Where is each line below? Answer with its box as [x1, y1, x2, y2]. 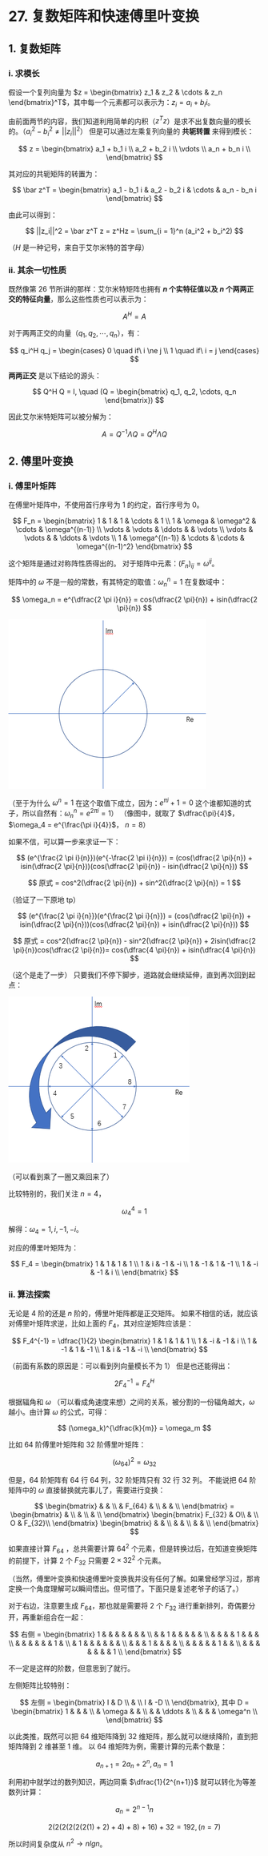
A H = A [122, 310, 146, 321]
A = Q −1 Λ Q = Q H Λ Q [101, 428, 168, 439]
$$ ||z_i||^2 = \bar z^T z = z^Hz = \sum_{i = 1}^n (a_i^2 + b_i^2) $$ [25, 226, 244, 236]
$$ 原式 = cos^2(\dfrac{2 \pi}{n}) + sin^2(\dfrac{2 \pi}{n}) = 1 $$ [27, 878, 242, 888]
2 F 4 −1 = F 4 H [114, 1377, 154, 1390]
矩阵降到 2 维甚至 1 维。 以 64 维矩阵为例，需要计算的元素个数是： [8, 1741, 228, 1751]
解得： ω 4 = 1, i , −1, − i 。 [8, 1225, 84, 1236]
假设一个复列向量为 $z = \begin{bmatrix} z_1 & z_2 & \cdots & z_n [8, 87, 222, 97]
